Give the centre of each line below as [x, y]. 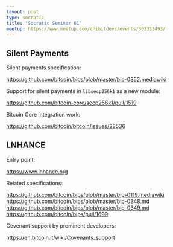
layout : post [23, 12]
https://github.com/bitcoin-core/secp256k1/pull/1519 [71, 103]
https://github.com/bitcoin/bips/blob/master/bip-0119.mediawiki [85, 194]
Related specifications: [35, 183]
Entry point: [20, 159]
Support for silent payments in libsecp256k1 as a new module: [83, 91]
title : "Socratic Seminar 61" [44, 23]
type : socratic [25, 18]
